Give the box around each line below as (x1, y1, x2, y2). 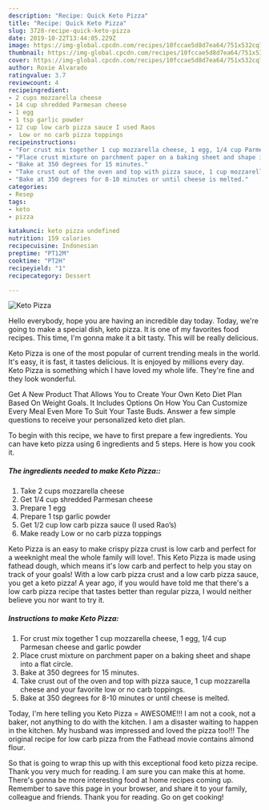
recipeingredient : (8, 86, 70, 94)
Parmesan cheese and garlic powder (19, 642, 142, 652)
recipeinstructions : (8, 138, 78, 146)
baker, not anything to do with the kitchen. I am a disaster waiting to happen (8, 717, 259, 727)
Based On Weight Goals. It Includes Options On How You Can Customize (8, 398, 248, 408)
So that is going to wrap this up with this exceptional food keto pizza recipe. (8, 758, 259, 768)
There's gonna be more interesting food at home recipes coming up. (8, 776, 234, 785)
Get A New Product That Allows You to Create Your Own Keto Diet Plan (8, 390, 243, 399)
